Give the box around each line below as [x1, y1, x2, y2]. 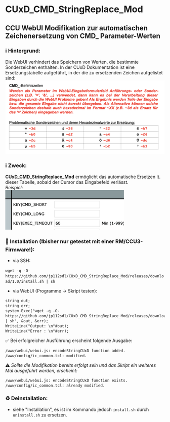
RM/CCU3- [115, 238, 143, 245]
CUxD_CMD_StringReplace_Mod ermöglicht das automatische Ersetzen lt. [5, 174, 161, 180]
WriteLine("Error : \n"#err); [5, 329, 69, 334]
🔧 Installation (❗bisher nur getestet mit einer [5, 238, 115, 245]
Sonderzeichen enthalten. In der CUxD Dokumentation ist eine [5, 64, 135, 70]
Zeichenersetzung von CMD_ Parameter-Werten [5, 31, 161, 40]
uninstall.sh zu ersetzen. [12, 411, 67, 418]
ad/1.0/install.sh [5, 279, 44, 284]
